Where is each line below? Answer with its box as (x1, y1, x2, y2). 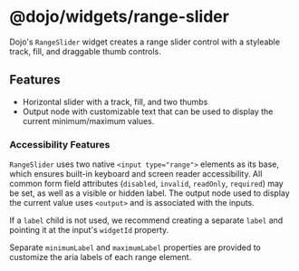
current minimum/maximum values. (22, 115, 155, 126)
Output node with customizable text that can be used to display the (22, 106, 274, 117)
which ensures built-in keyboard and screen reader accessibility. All (9, 169, 263, 179)
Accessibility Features (9, 138, 111, 150)
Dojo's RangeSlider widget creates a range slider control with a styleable (9, 36, 281, 47)
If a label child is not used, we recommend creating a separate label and (9, 215, 284, 226)
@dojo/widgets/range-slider (9, 6, 229, 27)
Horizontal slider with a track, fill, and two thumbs (22, 96, 208, 107)
